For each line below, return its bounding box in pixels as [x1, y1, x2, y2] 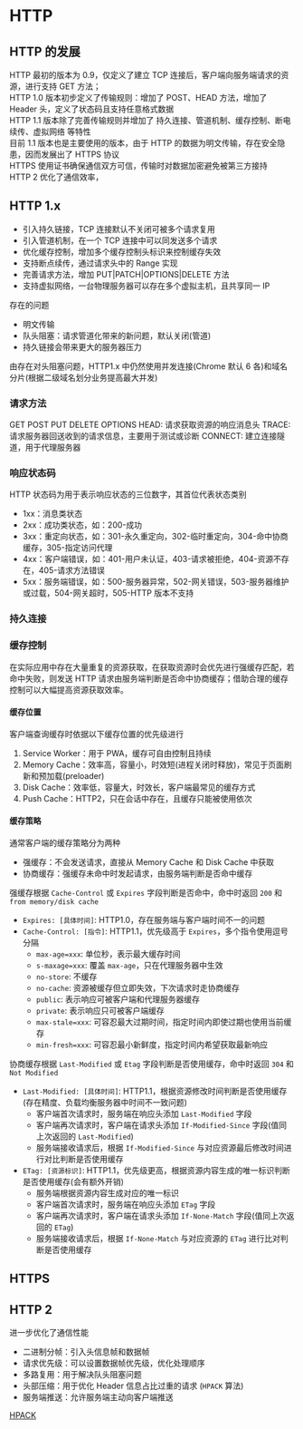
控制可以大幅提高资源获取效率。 [9, 684, 128, 695]
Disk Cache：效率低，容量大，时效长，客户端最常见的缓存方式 [22, 782, 256, 792]
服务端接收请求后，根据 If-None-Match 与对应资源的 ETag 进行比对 [35, 1233, 281, 1244]
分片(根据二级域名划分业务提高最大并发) [9, 372, 158, 383]
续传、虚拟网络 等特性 [9, 126, 91, 137]
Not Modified [9, 1069, 59, 1078]
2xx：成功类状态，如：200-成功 [22, 520, 143, 530]
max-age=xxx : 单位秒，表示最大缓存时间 [35, 948, 181, 959]
